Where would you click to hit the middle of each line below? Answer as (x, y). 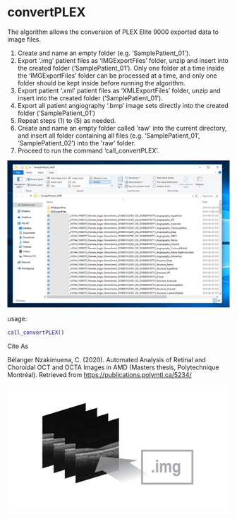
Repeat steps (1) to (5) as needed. (67, 120)
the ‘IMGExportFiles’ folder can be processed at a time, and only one (117, 76)
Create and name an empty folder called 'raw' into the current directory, (122, 128)
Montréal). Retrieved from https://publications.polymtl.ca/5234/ (99, 375)
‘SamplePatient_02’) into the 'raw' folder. (77, 143)
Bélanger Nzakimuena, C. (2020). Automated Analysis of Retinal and (107, 360)
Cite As (18, 346)
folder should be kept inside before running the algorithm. (101, 83)
